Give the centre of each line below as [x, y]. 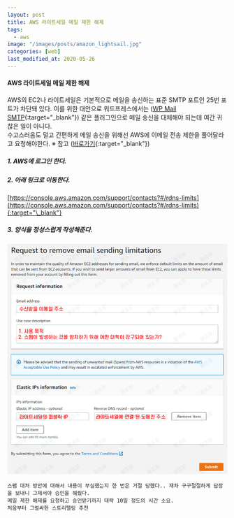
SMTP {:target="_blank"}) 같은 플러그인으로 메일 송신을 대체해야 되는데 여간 [111, 117]
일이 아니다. [36, 127]
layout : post [26, 15]
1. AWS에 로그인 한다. [37, 161]
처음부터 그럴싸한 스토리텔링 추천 [48, 508]
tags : [15, 29]
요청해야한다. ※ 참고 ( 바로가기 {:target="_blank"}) [82, 144]
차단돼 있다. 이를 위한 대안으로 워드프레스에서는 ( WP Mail [98, 109]
